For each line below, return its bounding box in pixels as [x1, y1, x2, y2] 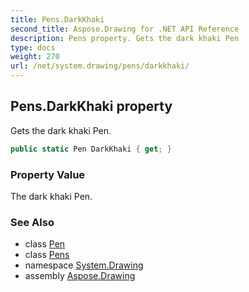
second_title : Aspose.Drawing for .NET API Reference [10, 24, 240, 34]
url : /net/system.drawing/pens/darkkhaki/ [10, 61, 190, 71]
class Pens [24, 249, 70, 261]
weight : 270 [10, 52, 60, 62]
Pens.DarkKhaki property [10, 98, 173, 115]
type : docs [10, 42, 56, 53]
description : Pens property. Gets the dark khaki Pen [10, 33, 240, 43]
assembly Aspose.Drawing [24, 270, 136, 282]
